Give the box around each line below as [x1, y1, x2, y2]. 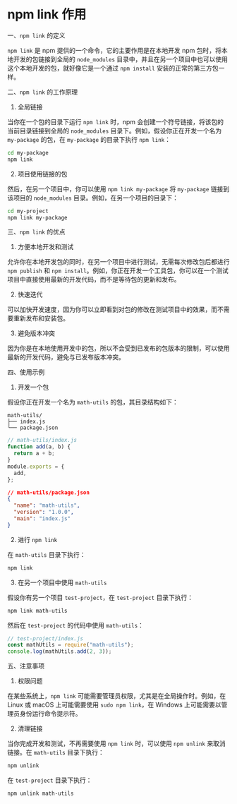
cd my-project [7, 208, 49, 215]
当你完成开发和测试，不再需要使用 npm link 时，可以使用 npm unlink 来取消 [7, 739, 226, 748]
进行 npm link [17, 535, 58, 544]
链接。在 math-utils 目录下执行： [7, 748, 104, 757]
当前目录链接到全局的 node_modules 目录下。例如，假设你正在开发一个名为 [7, 126, 222, 135]
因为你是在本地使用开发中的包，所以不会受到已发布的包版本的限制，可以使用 [7, 344, 230, 353]
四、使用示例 [7, 368, 44, 376]
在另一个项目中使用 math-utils [17, 578, 107, 587]
